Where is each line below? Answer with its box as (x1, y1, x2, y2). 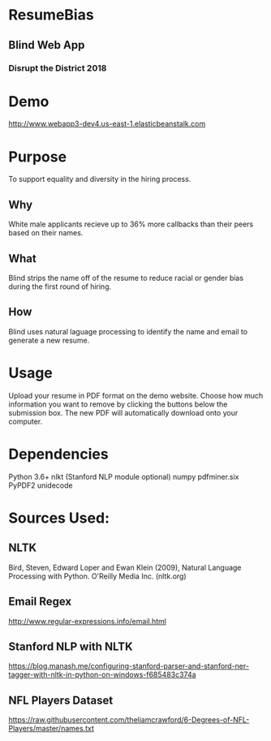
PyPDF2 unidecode (8, 480, 73, 490)
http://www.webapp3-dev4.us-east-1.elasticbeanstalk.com (8, 119, 206, 129)
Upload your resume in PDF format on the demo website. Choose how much (8, 390, 264, 400)
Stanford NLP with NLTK (8, 640, 133, 653)
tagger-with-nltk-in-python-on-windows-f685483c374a (8, 670, 196, 679)
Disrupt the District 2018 (8, 62, 107, 74)
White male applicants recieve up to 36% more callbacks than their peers (8, 219, 254, 229)
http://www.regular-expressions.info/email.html (8, 616, 166, 626)
